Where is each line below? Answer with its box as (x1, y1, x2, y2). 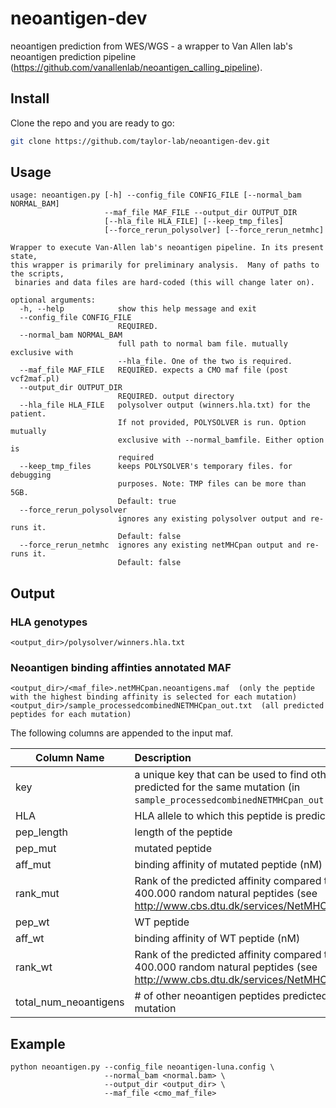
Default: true (117, 497, 177, 507)
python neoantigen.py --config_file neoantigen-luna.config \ (10, 1062, 275, 1072)
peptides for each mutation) (10, 710, 132, 720)
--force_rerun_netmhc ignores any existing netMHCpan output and (19, 540, 302, 551)
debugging (10, 470, 52, 481)
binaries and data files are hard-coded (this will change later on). (14, 278, 315, 288)
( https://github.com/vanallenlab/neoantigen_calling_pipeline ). (10, 61, 263, 73)
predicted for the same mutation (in (134, 780, 301, 794)
